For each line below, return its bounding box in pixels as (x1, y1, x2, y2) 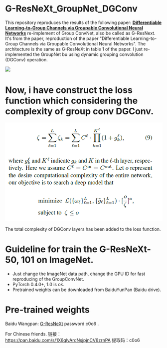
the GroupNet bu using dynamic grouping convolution (33, 51, 144, 57)
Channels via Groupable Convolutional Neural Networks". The (19, 40, 146, 46)
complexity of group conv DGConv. (5, 106, 154, 117)
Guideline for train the (5, 243, 98, 255)
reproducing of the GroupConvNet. (12, 276, 85, 282)
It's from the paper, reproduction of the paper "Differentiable (5, 35, 130, 41)
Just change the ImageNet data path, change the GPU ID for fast (12, 271, 146, 277)
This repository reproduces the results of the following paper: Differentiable (5, 19, 162, 25)
